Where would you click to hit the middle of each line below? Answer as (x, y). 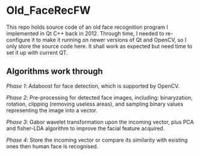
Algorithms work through (55, 72)
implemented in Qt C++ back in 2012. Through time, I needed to (85, 33)
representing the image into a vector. (52, 110)
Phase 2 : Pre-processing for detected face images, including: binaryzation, (99, 97)
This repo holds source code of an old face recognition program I (87, 27)
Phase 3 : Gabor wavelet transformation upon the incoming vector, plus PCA (100, 122)
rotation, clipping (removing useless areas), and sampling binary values (95, 104)
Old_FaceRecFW (48, 10)
